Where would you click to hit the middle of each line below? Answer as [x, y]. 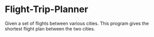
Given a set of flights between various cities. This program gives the [77, 23]
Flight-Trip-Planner [46, 9]
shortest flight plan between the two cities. [50, 28]
